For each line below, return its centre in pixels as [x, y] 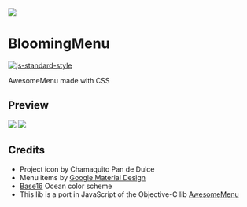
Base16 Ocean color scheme [66, 186]
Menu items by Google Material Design [83, 177]
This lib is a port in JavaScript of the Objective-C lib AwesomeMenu [129, 194]
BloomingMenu [59, 44]
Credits [27, 150]
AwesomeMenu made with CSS [59, 80]
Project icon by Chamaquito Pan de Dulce [87, 169]
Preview [29, 105]
